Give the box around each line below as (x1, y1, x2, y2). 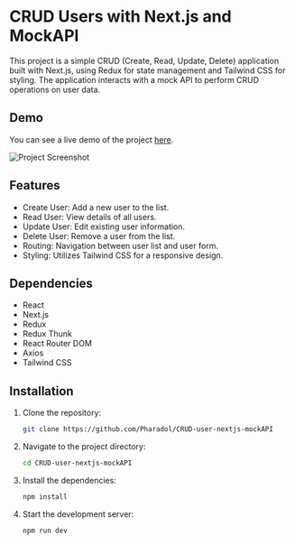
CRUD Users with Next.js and (9, 6, 232, 27)
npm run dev (22, 526, 68, 535)
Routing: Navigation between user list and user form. (22, 240, 219, 251)
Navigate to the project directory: (22, 441, 146, 452)
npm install (22, 492, 68, 502)
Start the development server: (22, 508, 134, 520)
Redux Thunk (22, 328, 72, 339)
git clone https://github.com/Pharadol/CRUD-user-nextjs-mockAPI (22, 425, 273, 434)
